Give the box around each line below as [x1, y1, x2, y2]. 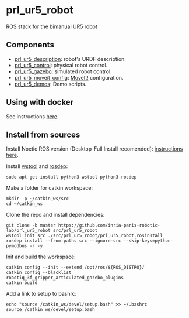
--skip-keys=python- [123, 238, 174, 244]
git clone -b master [6, 223, 57, 228]
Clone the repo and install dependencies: [6, 211, 105, 218]
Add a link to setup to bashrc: [6, 290, 77, 298]
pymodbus [6, 243, 27, 249]
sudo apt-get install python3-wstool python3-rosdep [6, 174, 137, 180]
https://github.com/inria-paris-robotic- [58, 223, 160, 228]
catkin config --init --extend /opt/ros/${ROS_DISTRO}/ [6, 265, 145, 271]
